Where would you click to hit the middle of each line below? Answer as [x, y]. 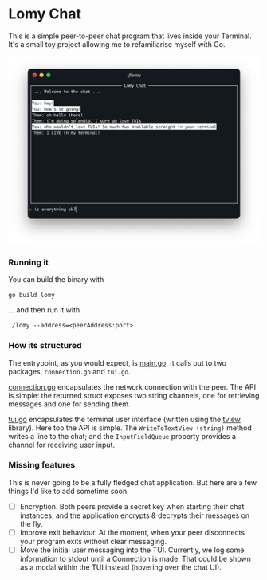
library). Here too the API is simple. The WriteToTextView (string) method [130, 428]
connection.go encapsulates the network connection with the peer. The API [132, 386]
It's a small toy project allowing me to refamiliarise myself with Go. [117, 44]
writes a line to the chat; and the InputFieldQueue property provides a [122, 436]
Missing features [42, 465]
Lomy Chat [45, 14]
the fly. [31, 523]
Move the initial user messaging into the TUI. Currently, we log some [132, 550]
